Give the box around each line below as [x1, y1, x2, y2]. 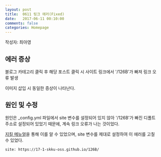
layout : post [5, 7, 32, 12]
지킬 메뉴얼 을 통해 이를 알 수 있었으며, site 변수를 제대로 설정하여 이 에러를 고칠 [5, 131, 155, 137]
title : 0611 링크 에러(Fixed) [5, 12, 65, 17]
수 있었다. [5, 137, 23, 143]
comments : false [5, 20, 38, 26]
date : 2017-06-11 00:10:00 [5, 16, 64, 21]
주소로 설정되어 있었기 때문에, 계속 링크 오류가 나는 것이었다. [5, 120, 120, 127]
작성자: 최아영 [5, 39, 32, 45]
